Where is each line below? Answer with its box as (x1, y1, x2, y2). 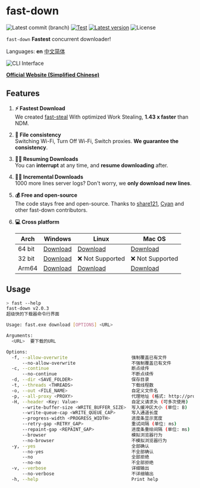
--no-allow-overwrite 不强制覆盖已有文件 (21, 360, 171, 366)
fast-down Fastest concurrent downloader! (6, 35, 111, 42)
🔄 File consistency (14, 131, 61, 138)
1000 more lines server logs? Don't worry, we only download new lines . (14, 179, 192, 187)
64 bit (17, 244, 35, 253)
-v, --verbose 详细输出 (11, 465, 150, 471)
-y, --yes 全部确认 (11, 443, 150, 449)
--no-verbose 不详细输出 (21, 471, 154, 477)
